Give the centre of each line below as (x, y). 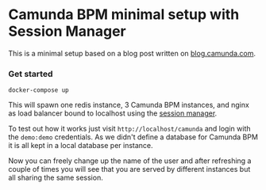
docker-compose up (39, 90)
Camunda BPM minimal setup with (124, 15)
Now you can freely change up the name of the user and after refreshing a (130, 161)
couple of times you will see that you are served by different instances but (129, 169)
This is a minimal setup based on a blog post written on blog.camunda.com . (132, 53)
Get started (31, 74)
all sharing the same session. (56, 178)
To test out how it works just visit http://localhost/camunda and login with (130, 129)
